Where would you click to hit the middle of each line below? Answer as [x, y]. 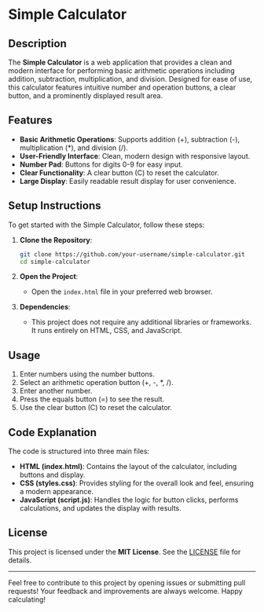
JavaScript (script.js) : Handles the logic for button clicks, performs [129, 500]
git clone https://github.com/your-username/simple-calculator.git [132, 254]
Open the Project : [49, 277]
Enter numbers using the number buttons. [87, 374]
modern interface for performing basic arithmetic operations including [121, 71]
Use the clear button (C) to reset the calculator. [96, 408]
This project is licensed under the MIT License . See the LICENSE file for [125, 552]
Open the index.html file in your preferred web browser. [122, 291]
